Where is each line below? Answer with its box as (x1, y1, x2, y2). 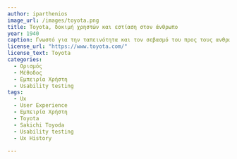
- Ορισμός (13, 63, 42, 70)
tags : (7, 89, 23, 96)
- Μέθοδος (13, 69, 42, 76)
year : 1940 (7, 30, 39, 37)
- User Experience (13, 102, 68, 109)
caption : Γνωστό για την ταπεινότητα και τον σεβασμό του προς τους (7, 37, 213, 44)
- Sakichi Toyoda (13, 121, 65, 129)
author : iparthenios (7, 10, 68, 18)
